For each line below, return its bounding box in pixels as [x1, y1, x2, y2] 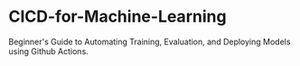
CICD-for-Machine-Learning [8, 6, 227, 27]
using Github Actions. [8, 45, 89, 56]
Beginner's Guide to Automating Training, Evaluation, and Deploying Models [8, 36, 291, 47]
